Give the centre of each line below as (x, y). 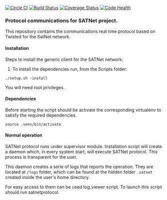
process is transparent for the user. (41, 157)
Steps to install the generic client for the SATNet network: (64, 59)
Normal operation (24, 135)
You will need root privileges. (35, 87)
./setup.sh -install (27, 78)
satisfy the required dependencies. (41, 115)
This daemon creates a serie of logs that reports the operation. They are (79, 167)
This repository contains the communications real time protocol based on (80, 31)
